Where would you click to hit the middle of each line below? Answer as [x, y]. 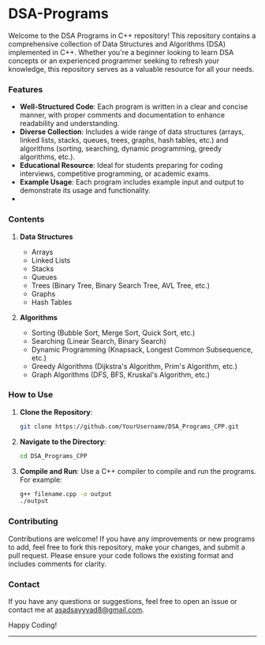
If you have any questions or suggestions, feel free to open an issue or [123, 601]
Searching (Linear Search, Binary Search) [99, 341]
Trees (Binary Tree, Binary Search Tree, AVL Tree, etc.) [121, 285]
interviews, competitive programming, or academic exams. [115, 173]
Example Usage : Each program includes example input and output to [132, 182]
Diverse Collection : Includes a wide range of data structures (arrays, [132, 132]
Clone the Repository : [56, 412]
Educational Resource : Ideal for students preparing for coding [121, 166]
